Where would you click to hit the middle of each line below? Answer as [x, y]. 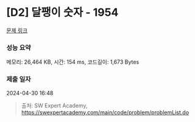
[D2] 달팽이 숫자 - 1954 [62, 12]
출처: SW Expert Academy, [54, 105]
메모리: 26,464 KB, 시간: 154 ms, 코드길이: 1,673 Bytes [73, 62]
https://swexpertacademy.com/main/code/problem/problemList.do [105, 112]
